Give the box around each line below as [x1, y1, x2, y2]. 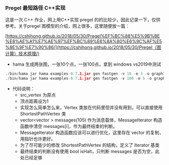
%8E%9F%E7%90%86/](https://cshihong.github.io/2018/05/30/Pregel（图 [5, 44, 161, 51]
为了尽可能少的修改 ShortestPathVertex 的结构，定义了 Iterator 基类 [20, 142, 160, 148]
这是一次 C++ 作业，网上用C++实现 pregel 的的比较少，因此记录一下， [5, 17, 152, 23]
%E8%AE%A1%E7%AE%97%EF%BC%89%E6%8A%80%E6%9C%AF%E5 [5, 39, 162, 45]
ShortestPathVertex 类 [20, 111, 66, 117]
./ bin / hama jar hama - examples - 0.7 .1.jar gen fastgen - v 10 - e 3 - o [5, 71, 150, 76]
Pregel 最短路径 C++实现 [5, 4, 66, 11]
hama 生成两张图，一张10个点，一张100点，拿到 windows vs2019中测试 [12, 61, 161, 67]
